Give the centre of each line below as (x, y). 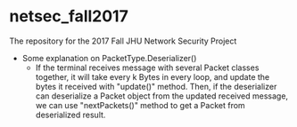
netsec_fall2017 (69, 16)
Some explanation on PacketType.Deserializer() (109, 58)
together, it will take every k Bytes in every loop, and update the (153, 76)
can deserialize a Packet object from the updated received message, (161, 96)
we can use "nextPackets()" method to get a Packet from (140, 105)
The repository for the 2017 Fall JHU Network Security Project (123, 41)
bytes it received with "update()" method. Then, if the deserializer (156, 86)
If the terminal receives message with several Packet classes (147, 67)
